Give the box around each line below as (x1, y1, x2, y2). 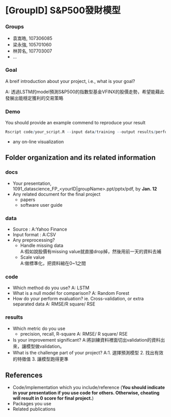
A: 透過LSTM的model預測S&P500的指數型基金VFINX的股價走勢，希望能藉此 (5, 89, 164, 95)
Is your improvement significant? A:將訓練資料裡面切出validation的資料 (12, 337, 161, 343)
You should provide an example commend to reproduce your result (5, 120, 146, 126)
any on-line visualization (12, 138, 64, 145)
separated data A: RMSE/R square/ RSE (12, 301, 96, 307)
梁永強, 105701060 (12, 42, 52, 48)
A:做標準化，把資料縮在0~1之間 (20, 260, 87, 266)
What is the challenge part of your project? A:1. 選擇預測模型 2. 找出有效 (12, 349, 164, 355)
